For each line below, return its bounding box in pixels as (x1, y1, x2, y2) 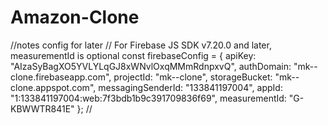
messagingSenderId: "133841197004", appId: (98, 81, 283, 93)
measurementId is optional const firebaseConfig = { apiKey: (10, 49, 257, 61)
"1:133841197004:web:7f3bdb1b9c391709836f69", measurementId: (10, 92, 287, 104)
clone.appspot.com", (10, 81, 97, 93)
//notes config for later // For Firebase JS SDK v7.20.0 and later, (10, 39, 272, 51)
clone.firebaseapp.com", (10, 71, 112, 83)
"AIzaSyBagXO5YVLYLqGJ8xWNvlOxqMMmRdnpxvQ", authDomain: (10, 60, 292, 72)
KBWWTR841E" (10, 102, 75, 115)
